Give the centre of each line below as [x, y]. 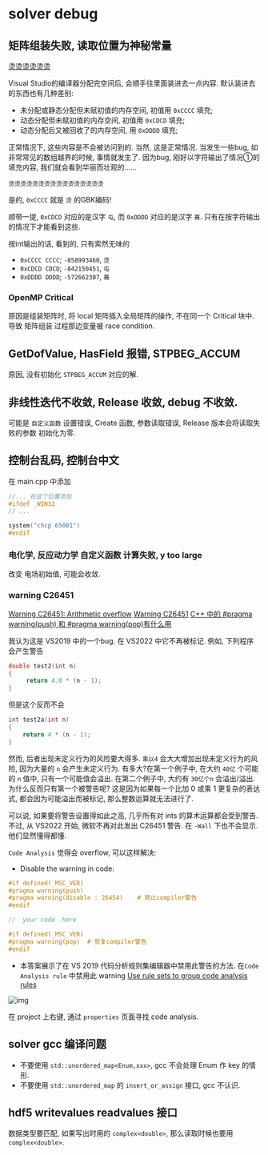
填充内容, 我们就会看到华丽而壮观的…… [73, 167]
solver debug [53, 14]
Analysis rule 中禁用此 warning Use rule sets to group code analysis [134, 975]
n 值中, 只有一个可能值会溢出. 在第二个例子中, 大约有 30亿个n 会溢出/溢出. [136, 778]
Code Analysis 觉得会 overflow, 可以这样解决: [82, 852]
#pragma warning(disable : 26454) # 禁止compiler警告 [103, 898]
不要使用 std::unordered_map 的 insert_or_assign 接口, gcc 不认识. [130, 1085]
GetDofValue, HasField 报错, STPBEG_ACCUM [124, 353]
